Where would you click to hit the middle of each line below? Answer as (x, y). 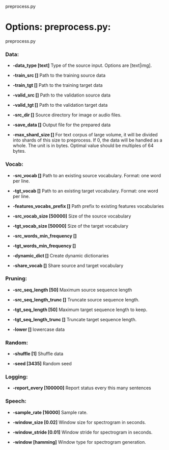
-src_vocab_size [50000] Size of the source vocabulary (72, 216)
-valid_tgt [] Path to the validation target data (60, 105)
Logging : (17, 377)
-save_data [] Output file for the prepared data (62, 125)
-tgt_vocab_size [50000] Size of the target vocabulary (71, 226)
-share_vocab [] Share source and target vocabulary (68, 265)
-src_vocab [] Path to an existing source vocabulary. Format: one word (87, 175)
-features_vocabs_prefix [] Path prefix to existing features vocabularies (88, 206)
